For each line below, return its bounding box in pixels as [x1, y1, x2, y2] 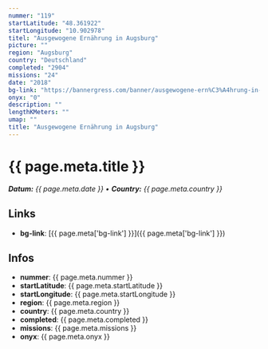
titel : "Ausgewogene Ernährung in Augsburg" [8, 34, 159, 42]
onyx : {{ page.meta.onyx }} [19, 332, 110, 342]
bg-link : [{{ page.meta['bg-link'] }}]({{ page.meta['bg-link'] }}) [19, 228, 226, 238]
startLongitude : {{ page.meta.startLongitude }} [19, 289, 176, 299]
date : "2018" [8, 78, 52, 86]
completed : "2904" [8, 64, 69, 72]
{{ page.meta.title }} [8, 157, 146, 176]
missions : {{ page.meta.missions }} [19, 323, 137, 333]
